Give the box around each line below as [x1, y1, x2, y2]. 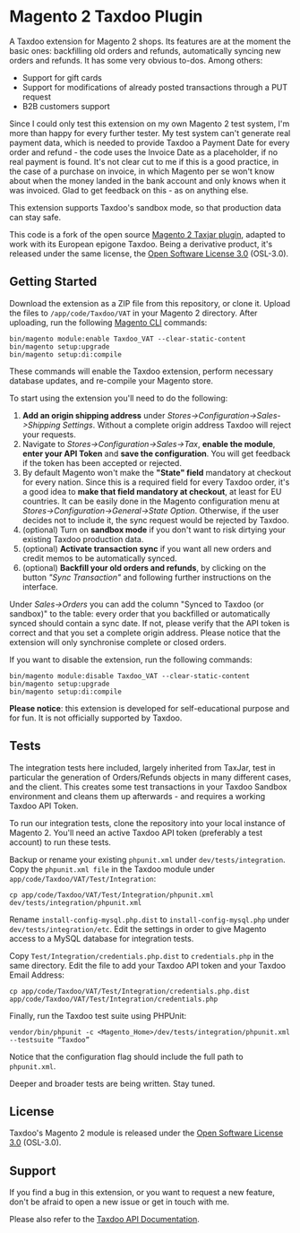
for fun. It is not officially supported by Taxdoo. [9, 712, 183, 723]
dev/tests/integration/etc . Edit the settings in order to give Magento [9, 923, 267, 934]
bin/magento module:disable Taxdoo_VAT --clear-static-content [9, 671, 251, 680]
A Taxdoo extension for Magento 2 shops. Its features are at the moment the [9, 36, 291, 47]
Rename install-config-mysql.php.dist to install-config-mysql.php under [9, 914, 290, 925]
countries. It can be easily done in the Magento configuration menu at [21, 496, 280, 506]
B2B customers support [21, 100, 110, 111]
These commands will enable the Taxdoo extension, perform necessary [9, 366, 274, 376]
